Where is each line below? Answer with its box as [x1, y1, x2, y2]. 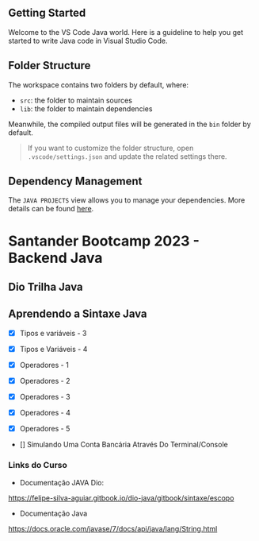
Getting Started [8, 6, 86, 20]
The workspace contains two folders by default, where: [8, 79, 189, 90]
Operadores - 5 [19, 424, 70, 434]
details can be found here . [8, 204, 94, 214]
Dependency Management [8, 175, 143, 188]
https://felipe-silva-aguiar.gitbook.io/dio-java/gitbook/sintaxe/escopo [8, 493, 234, 503]
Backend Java [8, 249, 103, 267]
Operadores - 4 [19, 408, 71, 418]
